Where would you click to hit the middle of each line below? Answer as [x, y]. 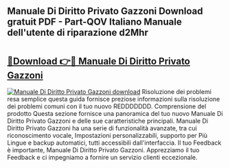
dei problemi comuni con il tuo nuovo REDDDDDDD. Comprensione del [107, 106]
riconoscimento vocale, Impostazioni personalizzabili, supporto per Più [107, 135]
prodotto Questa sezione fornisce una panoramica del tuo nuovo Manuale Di [115, 113]
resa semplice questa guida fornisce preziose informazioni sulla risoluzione [114, 99]
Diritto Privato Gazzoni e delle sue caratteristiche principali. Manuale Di [107, 121]
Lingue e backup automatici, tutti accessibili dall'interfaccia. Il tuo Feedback [114, 143]
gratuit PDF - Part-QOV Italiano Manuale [94, 22]
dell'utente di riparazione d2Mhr [78, 33]
